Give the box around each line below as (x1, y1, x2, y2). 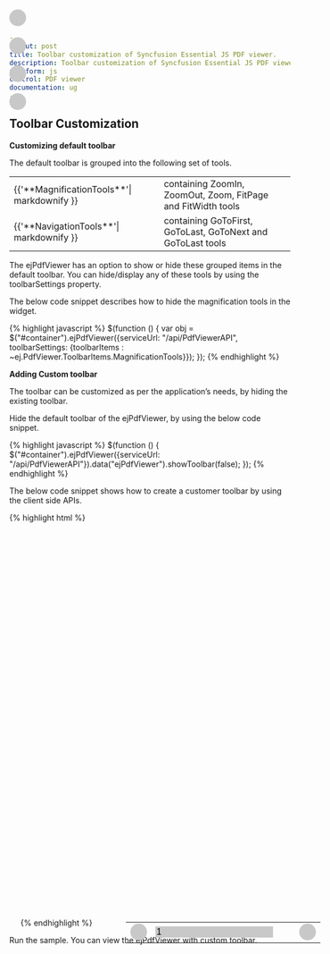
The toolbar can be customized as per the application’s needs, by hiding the (9, 385, 288, 396)
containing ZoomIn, (163, 177, 245, 190)
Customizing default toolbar (9, 139, 116, 150)
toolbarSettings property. (9, 278, 102, 289)
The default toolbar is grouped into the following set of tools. (9, 157, 232, 168)
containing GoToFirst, (163, 214, 253, 226)
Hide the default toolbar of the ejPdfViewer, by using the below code (9, 412, 261, 423)
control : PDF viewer (9, 75, 87, 84)
